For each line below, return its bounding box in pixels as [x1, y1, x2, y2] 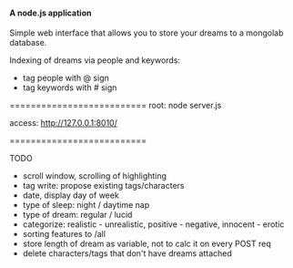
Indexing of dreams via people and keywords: [9, 55, 180, 66]
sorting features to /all [22, 229, 106, 240]
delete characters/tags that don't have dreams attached [22, 248, 232, 259]
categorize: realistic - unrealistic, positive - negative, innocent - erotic [22, 219, 285, 230]
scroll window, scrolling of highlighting [22, 170, 167, 181]
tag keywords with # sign [22, 82, 117, 93]
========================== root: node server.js [9, 100, 222, 111]
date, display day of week [22, 190, 120, 201]
